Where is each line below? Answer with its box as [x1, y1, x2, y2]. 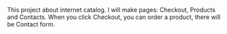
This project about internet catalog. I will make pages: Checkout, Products [7, 6, 216, 14]
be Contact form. [7, 20, 55, 28]
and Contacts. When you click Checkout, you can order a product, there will [7, 13, 221, 21]
